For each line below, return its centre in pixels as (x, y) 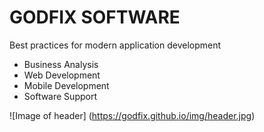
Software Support (60, 96)
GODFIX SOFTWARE (95, 17)
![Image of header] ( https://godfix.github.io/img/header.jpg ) (132, 115)
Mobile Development (66, 85)
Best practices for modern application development (115, 45)
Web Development (62, 75)
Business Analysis (61, 64)
